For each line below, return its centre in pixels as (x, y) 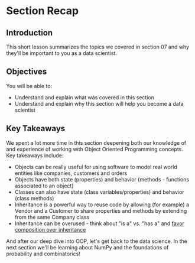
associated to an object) (44, 186)
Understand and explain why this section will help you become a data (99, 103)
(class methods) (34, 198)
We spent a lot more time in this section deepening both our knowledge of (96, 142)
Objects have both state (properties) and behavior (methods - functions (102, 179)
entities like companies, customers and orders (71, 173)
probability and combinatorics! (43, 254)
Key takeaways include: (35, 155)
